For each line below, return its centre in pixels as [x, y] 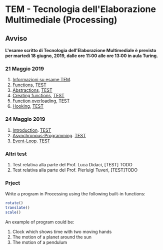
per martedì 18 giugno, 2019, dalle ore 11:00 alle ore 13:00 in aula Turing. [82, 56]
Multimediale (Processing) [61, 20]
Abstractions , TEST [32, 90]
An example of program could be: [40, 222]
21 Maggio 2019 [24, 69]
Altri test [16, 154]
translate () [17, 208]
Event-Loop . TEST [31, 141]
